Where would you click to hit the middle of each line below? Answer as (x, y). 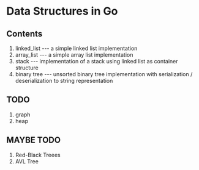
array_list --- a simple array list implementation (74, 55)
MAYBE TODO (34, 140)
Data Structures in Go (62, 11)
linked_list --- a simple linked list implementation (76, 48)
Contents (24, 34)
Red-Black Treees (38, 155)
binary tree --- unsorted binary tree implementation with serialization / (104, 74)
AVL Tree (27, 161)
